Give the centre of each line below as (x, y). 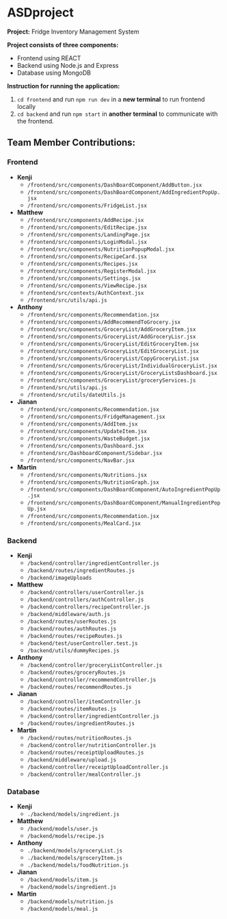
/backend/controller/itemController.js (84, 701)
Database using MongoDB (54, 73)
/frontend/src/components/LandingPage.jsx (89, 234)
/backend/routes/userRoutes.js (72, 622)
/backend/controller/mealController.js (84, 774)
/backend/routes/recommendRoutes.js (79, 687)
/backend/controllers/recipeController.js (89, 607)
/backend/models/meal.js (63, 909)
